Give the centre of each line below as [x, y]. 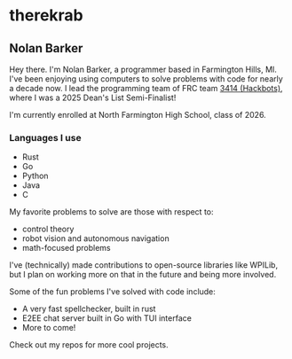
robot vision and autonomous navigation [96, 238]
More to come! [49, 328]
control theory [48, 229]
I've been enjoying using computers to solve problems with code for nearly [146, 79]
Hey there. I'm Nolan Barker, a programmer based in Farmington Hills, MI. [143, 69]
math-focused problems [66, 248]
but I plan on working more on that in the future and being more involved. [143, 275]
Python [35, 176]
